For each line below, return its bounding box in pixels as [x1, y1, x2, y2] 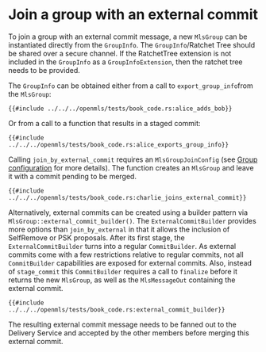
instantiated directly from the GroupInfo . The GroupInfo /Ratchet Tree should [8, 40, 256, 49]
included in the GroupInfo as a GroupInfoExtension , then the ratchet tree [8, 57, 244, 67]
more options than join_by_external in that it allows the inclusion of [8, 224, 230, 234]
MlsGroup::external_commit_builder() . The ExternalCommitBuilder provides [8, 216, 256, 225]
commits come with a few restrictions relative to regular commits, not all [8, 250, 244, 259]
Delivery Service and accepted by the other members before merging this [8, 327, 250, 338]
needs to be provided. [8, 65, 81, 75]
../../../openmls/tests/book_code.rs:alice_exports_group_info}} [8, 140, 229, 148]
